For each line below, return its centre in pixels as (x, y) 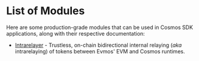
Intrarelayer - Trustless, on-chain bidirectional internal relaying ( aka (98, 45)
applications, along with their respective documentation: (76, 33)
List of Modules (46, 11)
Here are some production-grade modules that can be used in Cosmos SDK (100, 27)
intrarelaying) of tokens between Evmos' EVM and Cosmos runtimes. (100, 51)
